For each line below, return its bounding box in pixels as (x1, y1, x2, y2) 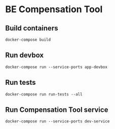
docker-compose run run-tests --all (5, 91, 83, 97)
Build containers (5, 24, 58, 33)
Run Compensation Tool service (5, 106, 108, 114)
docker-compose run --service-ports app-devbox (5, 64, 108, 70)
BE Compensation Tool (5, 4, 103, 15)
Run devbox (5, 51, 44, 59)
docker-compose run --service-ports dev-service (5, 119, 110, 124)
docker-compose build (5, 37, 51, 42)
